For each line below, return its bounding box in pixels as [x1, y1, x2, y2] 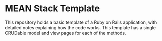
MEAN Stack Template [5, 3, 100, 14]
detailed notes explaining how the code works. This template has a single [5, 24, 156, 30]
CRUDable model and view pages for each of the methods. [5, 30, 126, 36]
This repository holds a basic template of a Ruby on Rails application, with [5, 19, 157, 25]
